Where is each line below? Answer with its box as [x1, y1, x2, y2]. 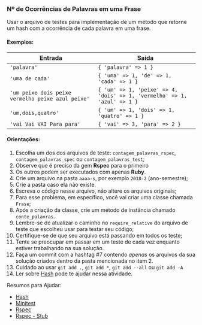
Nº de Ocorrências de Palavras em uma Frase [7, 5, 141, 13]
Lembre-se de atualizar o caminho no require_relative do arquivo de [15, 219, 188, 226]
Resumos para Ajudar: [7, 281, 62, 288]
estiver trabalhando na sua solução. [15, 244, 104, 251]
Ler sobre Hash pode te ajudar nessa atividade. [15, 270, 133, 277]
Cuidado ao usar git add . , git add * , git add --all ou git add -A [15, 263, 183, 271]
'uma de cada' [10, 75, 50, 82]
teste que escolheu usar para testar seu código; [15, 225, 134, 232]
